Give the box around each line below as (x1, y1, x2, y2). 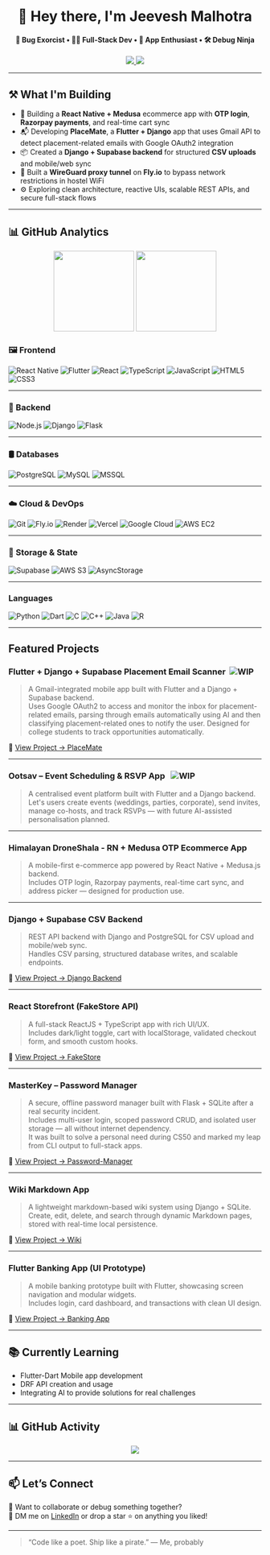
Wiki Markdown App (8, 1184, 90, 1195)
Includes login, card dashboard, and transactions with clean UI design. (27, 1298, 262, 1308)
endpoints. (27, 957, 64, 967)
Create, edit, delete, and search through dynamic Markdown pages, (27, 1211, 252, 1221)
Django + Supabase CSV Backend (8, 914, 143, 924)
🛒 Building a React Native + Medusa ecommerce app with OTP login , (19, 109, 251, 119)
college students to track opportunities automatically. (27, 727, 205, 737)
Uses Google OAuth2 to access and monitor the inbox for (27, 701, 218, 711)
